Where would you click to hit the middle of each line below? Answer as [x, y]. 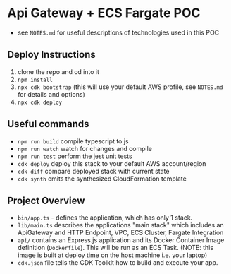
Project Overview [46, 200]
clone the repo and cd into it [58, 71]
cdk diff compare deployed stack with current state [93, 171]
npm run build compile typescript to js [73, 141]
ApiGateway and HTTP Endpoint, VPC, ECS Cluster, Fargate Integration [120, 233]
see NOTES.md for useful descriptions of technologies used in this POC [118, 32]
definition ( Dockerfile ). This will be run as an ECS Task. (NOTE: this [115, 248]
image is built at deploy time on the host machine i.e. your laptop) [112, 255]
